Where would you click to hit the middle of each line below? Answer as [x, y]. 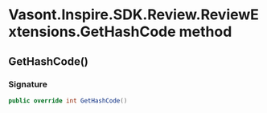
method [205, 32]
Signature [28, 84]
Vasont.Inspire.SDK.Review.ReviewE [134, 15]
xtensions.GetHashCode [92, 32]
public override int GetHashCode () [68, 101]
